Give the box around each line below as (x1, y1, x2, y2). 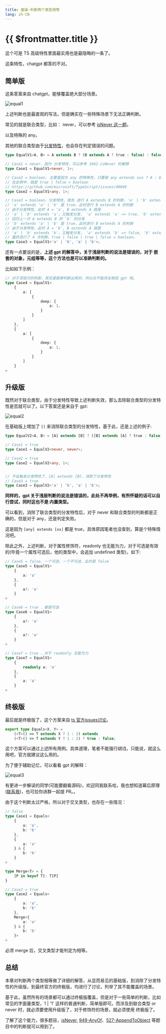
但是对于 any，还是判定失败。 (18, 516, 79, 522)
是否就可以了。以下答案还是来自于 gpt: (9, 403, 88, 410)
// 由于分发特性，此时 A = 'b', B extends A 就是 (5, 225, 101, 231)
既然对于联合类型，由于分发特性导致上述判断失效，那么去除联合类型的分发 (5, 397, 157, 403)
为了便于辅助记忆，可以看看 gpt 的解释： (5, 762, 88, 768)
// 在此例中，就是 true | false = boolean (5, 180, 89, 185)
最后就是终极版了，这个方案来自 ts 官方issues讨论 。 (5, 717, 111, 723)
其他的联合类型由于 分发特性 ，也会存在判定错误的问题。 (5, 142, 118, 149)
